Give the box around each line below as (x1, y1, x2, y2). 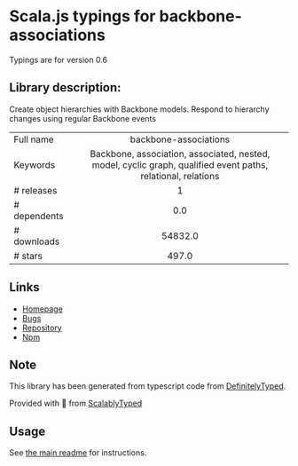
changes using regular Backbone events (9, 113, 157, 123)
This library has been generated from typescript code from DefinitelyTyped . (9, 381, 286, 391)
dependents (13, 209, 64, 222)
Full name (13, 133, 55, 146)
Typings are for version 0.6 (9, 54, 108, 65)
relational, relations (140, 170, 220, 182)
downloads (13, 235, 60, 248)
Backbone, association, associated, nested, (90, 147, 271, 160)
